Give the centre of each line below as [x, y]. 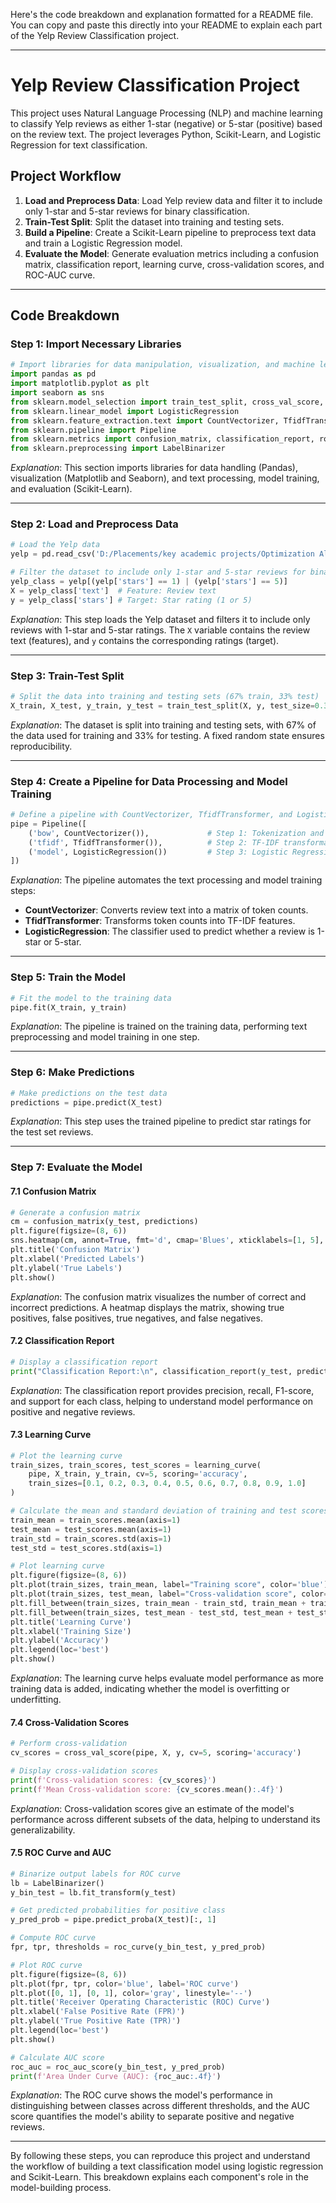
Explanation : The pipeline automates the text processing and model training [166, 880]
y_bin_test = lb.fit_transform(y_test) [93, 1892]
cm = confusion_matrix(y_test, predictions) [104, 1222]
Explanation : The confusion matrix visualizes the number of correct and [158, 1296]
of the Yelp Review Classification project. [95, 35]
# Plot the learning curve [66, 1455]
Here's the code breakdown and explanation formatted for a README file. [162, 14]
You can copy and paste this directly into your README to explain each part [166, 25]
